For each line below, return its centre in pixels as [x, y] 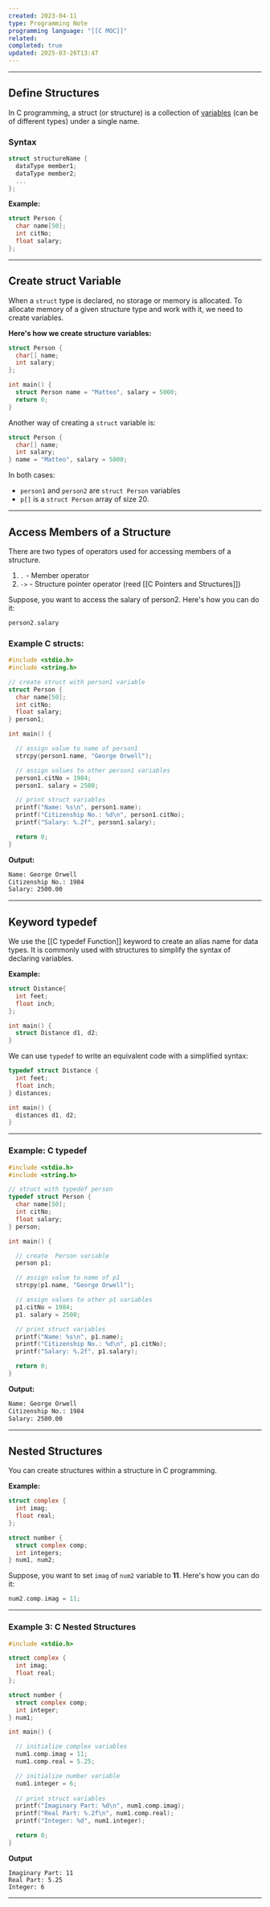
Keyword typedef [53, 922]
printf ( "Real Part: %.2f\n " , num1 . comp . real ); [95, 1814]
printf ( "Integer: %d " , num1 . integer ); [81, 1821]
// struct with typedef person [61, 1189]
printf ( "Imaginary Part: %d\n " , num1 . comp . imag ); [100, 1806]
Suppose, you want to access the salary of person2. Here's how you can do [134, 599]
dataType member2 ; [47, 174]
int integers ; [39, 1552]
